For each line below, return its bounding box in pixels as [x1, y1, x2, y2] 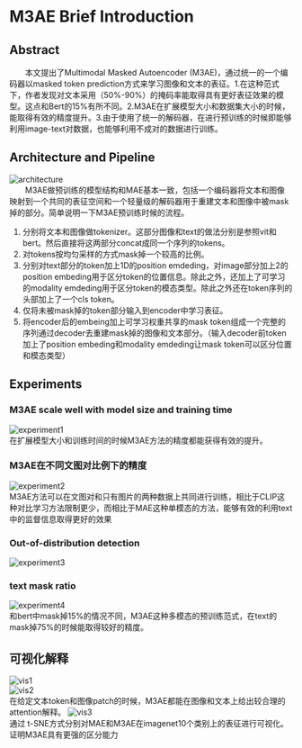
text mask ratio [9, 580, 76, 592]
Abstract [9, 42, 60, 58]
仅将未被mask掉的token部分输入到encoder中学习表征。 [22, 304, 228, 316]
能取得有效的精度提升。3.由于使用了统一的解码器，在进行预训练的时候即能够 [9, 113, 292, 122]
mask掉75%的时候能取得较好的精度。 [9, 622, 149, 633]
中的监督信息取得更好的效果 [9, 513, 112, 524]
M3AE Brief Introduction [9, 6, 195, 27]
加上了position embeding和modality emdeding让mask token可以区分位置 [22, 338, 292, 349]
